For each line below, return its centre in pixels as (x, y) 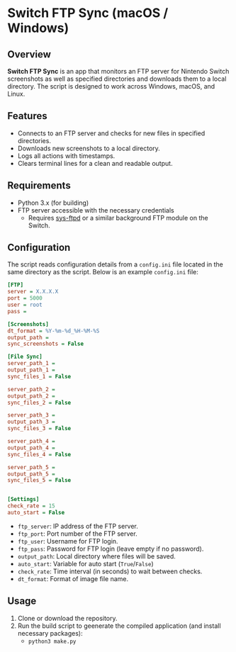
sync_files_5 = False (39, 480)
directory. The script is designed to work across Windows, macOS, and (111, 86)
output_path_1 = (31, 370)
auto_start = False (36, 513)
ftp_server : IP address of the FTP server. (78, 526)
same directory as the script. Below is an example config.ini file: (103, 272)
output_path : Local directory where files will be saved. (96, 556)
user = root (25, 305)
